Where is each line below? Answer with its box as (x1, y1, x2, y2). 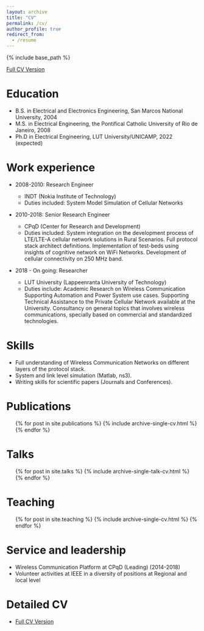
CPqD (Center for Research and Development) (24, 223, 141, 230)
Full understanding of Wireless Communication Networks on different (15, 358, 189, 366)
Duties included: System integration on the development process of (24, 229, 194, 236)
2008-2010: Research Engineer (15, 181, 94, 188)
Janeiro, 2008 (15, 126, 51, 134)
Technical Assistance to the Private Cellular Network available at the (24, 298, 196, 305)
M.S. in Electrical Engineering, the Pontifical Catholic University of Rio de (15, 120, 198, 127)
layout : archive (6, 9, 47, 15)
